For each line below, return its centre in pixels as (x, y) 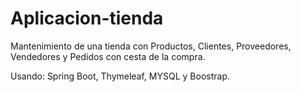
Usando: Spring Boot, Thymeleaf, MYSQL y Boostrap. (120, 76)
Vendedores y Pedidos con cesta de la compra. (108, 56)
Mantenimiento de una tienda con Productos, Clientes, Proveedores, (151, 46)
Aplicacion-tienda (87, 18)
